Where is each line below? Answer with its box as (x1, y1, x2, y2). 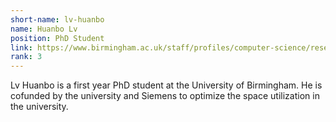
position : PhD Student (10, 33, 105, 43)
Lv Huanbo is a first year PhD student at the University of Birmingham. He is (10, 79, 323, 91)
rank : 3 (10, 52, 43, 62)
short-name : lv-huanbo (10, 14, 105, 25)
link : (10, 42, 33, 53)
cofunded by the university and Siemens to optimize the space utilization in (10, 90, 320, 102)
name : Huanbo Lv (10, 24, 78, 34)
